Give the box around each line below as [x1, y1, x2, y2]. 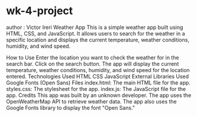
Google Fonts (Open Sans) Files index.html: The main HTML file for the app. [6, 79, 191, 86]
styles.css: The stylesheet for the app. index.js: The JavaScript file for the [6, 85, 186, 92]
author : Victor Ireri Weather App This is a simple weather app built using [6, 24, 183, 31]
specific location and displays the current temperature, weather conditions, [6, 36, 189, 43]
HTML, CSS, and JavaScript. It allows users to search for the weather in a [6, 30, 185, 37]
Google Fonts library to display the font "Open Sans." [6, 104, 135, 111]
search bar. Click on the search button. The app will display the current [6, 60, 179, 67]
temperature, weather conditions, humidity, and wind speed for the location [6, 66, 190, 73]
